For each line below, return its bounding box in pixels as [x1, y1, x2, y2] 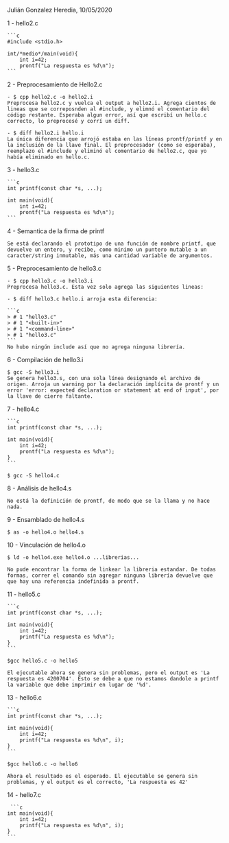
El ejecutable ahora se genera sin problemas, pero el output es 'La [7, 669, 210, 676]
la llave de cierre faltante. [7, 393, 94, 400]
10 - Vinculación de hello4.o [7, 541, 86, 549]
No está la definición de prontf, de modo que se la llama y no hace [7, 497, 210, 504]
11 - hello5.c [7, 590, 41, 598]
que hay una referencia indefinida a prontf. [7, 578, 139, 585]
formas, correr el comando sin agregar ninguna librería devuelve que [7, 572, 213, 579]
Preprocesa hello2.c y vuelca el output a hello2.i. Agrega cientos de [7, 99, 216, 106]
